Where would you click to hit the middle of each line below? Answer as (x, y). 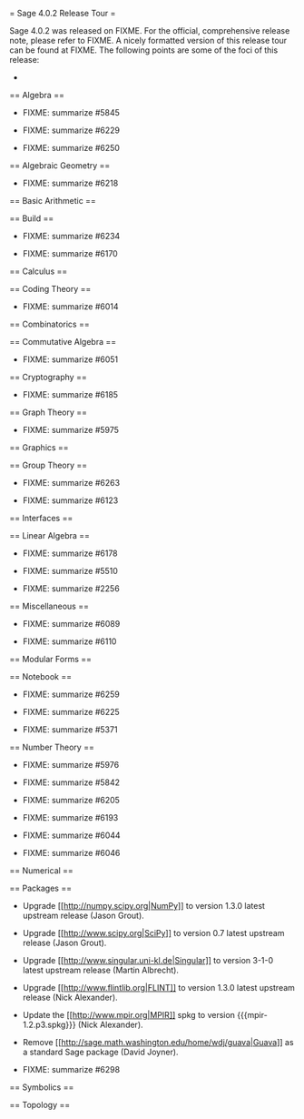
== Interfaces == (41, 518)
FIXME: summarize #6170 (70, 253)
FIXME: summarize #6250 (71, 148)
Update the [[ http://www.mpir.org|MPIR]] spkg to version (129, 1015)
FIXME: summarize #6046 (71, 853)
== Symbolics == (42, 1087)
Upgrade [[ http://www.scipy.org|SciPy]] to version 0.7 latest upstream (153, 933)
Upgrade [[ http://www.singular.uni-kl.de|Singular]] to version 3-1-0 (148, 960)
